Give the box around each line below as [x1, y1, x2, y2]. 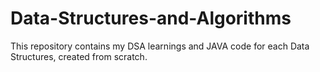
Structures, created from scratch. [10, 50, 148, 62]
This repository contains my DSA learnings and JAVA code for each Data [10, 40, 310, 52]
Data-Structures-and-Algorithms [10, 7, 292, 30]
